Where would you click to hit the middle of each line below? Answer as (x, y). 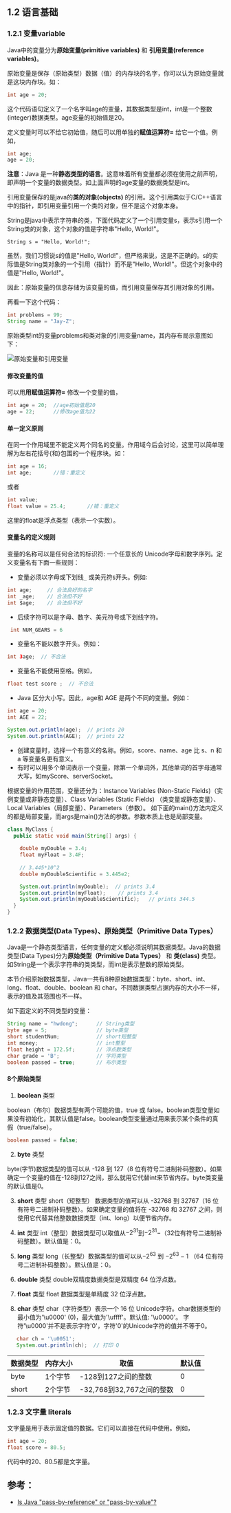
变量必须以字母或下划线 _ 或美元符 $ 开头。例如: (82, 577)
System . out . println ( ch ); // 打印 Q (68, 1345)
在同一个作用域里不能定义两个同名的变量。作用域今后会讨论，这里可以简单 (112, 445)
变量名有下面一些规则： (46, 562)
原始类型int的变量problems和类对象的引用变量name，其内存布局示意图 (107, 336)
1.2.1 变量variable (36, 34)
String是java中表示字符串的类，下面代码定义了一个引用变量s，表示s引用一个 (115, 220)
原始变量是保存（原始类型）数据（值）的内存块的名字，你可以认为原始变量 (112, 73)
